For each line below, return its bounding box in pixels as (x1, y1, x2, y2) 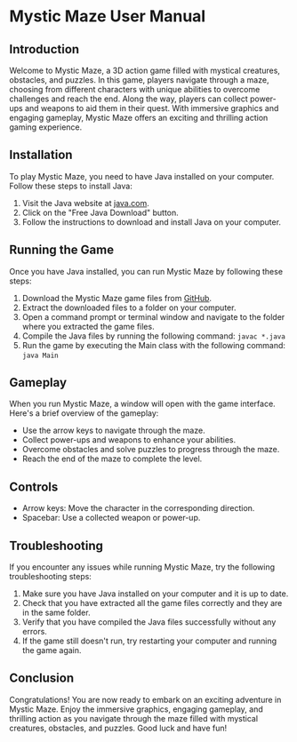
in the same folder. (21, 607, 91, 618)
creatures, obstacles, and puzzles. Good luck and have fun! (9, 722, 228, 733)
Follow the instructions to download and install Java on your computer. (21, 216, 282, 227)
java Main (21, 351, 60, 360)
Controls (9, 479, 59, 494)
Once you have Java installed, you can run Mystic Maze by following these (9, 266, 283, 276)
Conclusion (9, 671, 75, 686)
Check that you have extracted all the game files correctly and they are (21, 598, 283, 609)
